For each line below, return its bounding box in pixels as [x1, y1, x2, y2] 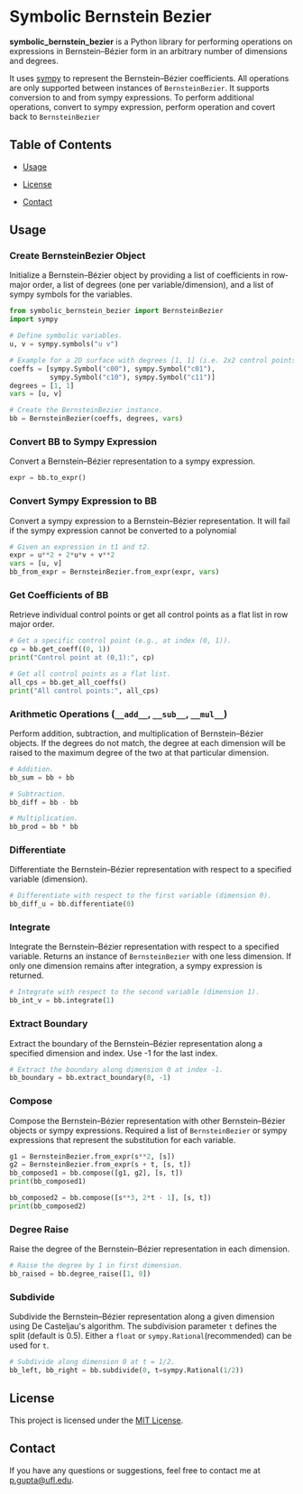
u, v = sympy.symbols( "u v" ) [9, 340, 119, 349]
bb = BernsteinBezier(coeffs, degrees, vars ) [9, 414, 183, 423]
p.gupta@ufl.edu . [9, 1474, 75, 1485]
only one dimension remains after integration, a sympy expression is [9, 961, 263, 972]
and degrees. [9, 55, 59, 66]
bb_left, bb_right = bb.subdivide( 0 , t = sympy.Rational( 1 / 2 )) [9, 1366, 244, 1375]
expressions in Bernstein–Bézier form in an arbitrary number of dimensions [9, 45, 288, 56]
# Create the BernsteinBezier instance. [9, 406, 164, 415]
